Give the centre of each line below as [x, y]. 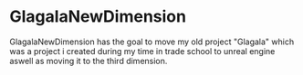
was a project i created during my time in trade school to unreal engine [142, 51]
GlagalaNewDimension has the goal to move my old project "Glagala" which [152, 42]
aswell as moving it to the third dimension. [89, 61]
